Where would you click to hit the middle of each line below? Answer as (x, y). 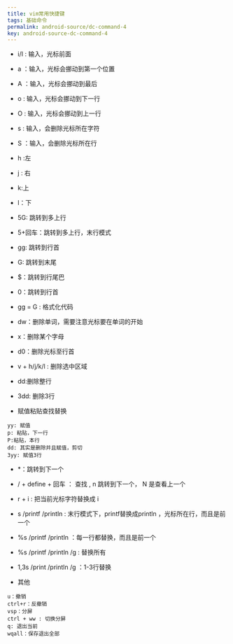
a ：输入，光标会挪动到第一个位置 (66, 69)
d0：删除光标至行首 (46, 351)
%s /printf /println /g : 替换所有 (62, 552)
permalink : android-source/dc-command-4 (67, 27)
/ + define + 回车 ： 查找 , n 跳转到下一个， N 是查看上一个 (101, 484)
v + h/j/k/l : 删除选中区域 (52, 366)
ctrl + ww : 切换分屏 (37, 619)
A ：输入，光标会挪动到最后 (57, 84)
